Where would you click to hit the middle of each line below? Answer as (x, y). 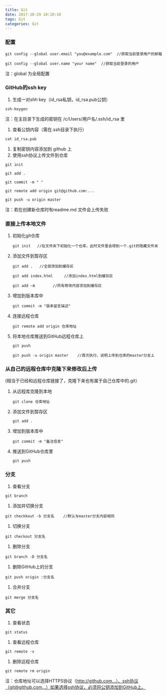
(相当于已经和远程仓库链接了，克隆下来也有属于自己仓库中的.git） (73, 381)
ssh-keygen (16, 109)
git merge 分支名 (22, 597)
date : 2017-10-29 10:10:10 (33, 15)
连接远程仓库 (25, 316)
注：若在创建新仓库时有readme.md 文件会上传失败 (57, 209)
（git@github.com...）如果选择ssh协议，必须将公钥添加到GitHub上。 (76, 687)
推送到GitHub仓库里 (33, 451)
